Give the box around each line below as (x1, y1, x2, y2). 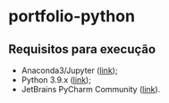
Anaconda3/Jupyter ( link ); (21, 65, 118, 75)
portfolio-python (8, 6, 136, 27)
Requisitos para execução (8, 42, 156, 57)
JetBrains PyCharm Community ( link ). (21, 84, 161, 94)
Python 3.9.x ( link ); (21, 75, 91, 85)
